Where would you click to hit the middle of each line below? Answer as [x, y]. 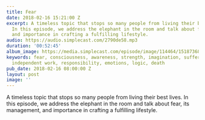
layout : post [23, 74]
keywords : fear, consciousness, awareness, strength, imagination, [94, 57]
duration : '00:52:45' [34, 46]
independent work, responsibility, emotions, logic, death [88, 63]
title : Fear [21, 12]
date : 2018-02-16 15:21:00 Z [43, 18]
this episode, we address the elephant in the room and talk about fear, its [98, 104]
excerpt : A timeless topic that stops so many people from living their [101, 23]
